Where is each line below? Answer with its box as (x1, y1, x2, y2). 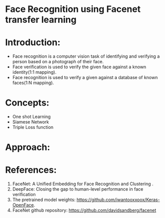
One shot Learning (12, 113, 51, 120)
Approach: (5, 142, 50, 153)
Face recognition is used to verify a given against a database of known (12, 75, 158, 81)
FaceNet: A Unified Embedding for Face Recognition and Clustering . (12, 181, 154, 187)
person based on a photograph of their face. (12, 59, 104, 65)
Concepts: (5, 97, 50, 109)
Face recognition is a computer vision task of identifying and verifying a (12, 53, 160, 59)
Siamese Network (12, 119, 49, 125)
